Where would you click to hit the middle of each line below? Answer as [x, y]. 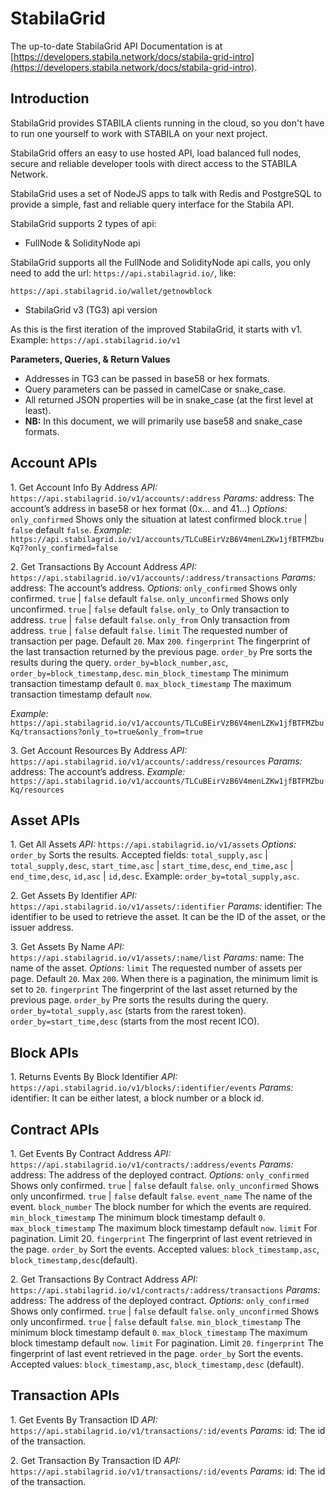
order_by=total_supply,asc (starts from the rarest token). [128, 1011]
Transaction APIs [65, 1395]
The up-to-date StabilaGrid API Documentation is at [116, 46]
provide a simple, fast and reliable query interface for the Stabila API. [152, 204]
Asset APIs [45, 820]
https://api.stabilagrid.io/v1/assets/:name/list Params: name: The [157, 958]
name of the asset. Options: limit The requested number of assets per [156, 968]
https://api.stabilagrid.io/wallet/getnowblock [111, 291]
